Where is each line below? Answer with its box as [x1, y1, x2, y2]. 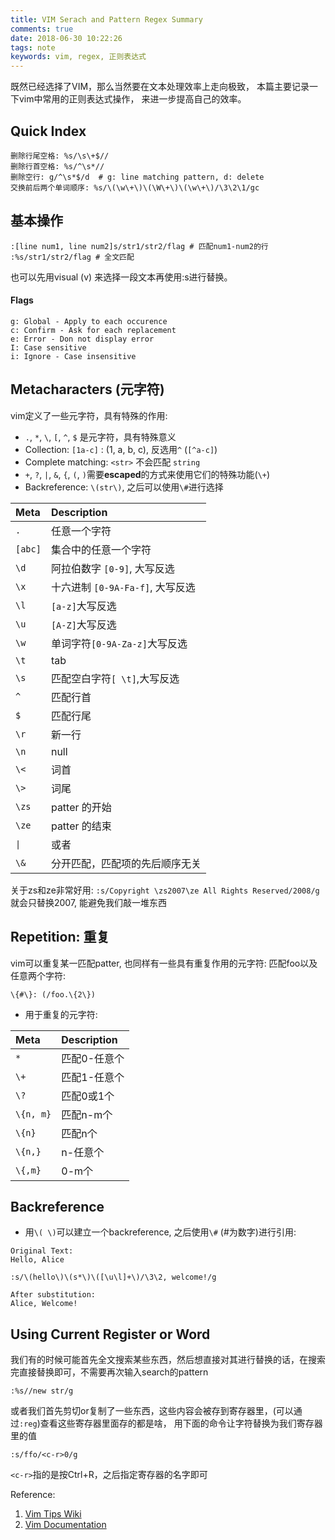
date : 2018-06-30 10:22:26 [10, 33, 123, 43]
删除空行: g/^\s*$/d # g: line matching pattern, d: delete [10, 172, 265, 182]
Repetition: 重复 [10, 929, 110, 946]
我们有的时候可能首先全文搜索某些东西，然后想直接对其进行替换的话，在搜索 [10, 1354, 326, 1366]
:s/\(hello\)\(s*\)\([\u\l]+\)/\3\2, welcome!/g [10, 1272, 217, 1283]
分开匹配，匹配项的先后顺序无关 [50, 856, 202, 870]
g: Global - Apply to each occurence [10, 316, 168, 326]
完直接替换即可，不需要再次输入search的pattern [10, 1366, 209, 1378]
